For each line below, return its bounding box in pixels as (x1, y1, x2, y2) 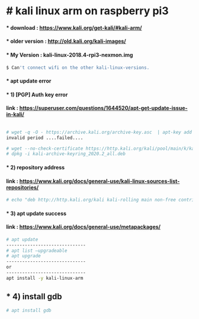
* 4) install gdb (6, 292, 62, 302)
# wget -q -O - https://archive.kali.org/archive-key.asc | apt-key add (6, 129, 192, 135)
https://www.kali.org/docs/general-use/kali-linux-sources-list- (19, 177, 180, 185)
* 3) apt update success (6, 210, 67, 217)
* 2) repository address (6, 163, 65, 170)
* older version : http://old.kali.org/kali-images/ (6, 37, 126, 45)
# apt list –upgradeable (6, 248, 68, 254)
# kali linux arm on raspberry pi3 (6, 4, 169, 18)
